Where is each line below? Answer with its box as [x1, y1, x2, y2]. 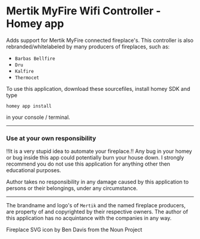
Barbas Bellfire [14, 56, 55, 62]
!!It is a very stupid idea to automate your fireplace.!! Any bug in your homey [6, 148, 192, 155]
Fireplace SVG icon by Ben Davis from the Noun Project [6, 226, 143, 234]
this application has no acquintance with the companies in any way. [6, 215, 171, 222]
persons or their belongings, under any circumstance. [6, 185, 138, 192]
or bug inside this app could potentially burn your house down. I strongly [6, 154, 185, 161]
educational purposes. [6, 167, 61, 174]
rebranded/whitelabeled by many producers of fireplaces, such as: [6, 43, 170, 50]
